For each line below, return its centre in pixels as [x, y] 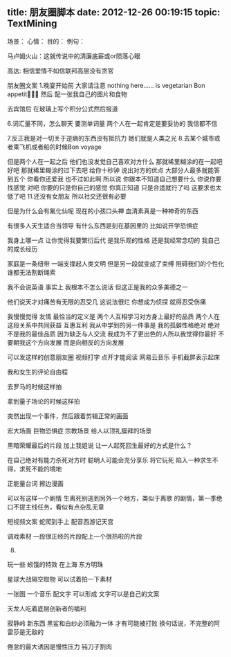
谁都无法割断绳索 [31, 272]
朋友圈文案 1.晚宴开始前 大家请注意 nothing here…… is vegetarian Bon [106, 85]
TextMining [32, 24]
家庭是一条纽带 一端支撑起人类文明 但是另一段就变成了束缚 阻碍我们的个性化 [116, 263]
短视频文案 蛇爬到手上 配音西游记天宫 [61, 521]
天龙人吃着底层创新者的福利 [47, 609]
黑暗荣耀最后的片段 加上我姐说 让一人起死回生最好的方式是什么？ [100, 445]
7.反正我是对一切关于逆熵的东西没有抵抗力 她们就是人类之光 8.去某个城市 [111, 138]
